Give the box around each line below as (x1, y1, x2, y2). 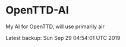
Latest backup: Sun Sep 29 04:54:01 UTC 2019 (5, 34, 121, 41)
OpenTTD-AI (5, 4, 69, 17)
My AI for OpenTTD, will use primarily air (5, 23, 105, 30)
